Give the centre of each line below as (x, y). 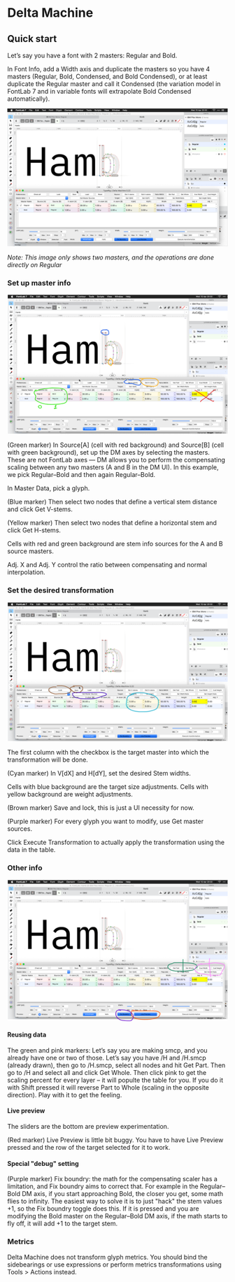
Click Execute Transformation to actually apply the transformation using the (116, 842)
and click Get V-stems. (40, 509)
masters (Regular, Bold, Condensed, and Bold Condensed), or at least (107, 76)
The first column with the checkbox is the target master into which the (108, 753)
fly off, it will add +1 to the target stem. (62, 1224)
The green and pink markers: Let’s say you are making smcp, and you (107, 1050)
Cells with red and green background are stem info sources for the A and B (115, 544)
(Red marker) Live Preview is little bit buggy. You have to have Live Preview (115, 1140)
